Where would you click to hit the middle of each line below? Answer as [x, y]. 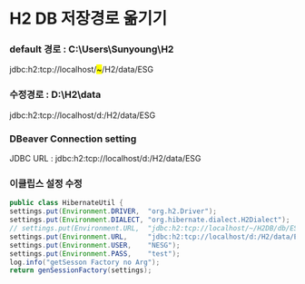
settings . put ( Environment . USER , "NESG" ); [95, 245]
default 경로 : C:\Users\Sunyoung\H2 [92, 49]
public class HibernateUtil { [67, 203]
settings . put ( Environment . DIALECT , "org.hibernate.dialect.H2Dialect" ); [150, 220]
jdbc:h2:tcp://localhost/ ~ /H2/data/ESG [82, 70]
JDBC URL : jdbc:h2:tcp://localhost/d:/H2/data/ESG [105, 159]
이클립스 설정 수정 [46, 184]
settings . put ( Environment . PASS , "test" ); [95, 254]
